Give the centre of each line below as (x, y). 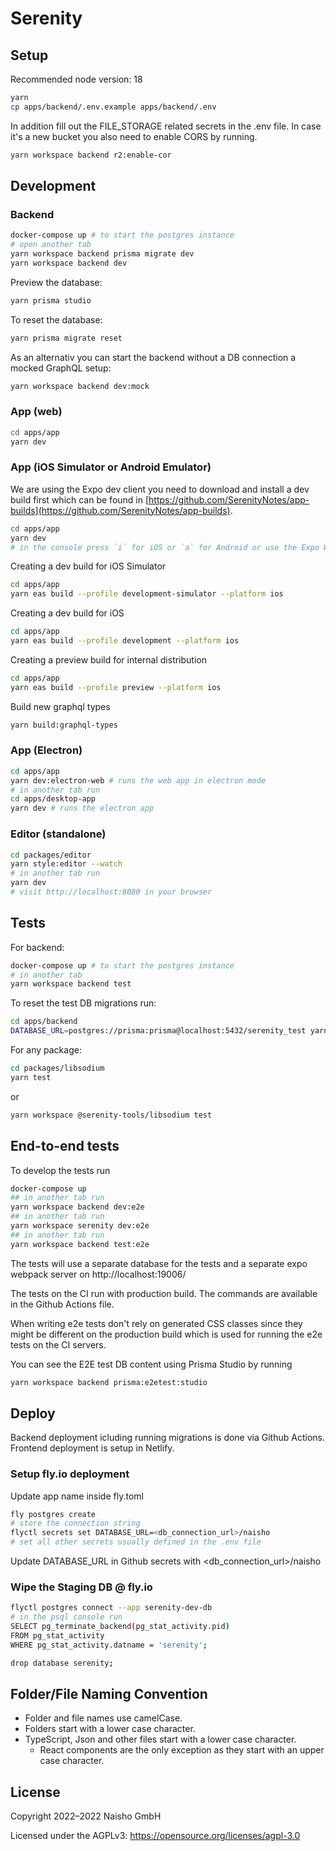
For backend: (37, 947)
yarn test (31, 1077)
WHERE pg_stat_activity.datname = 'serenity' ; (109, 1645)
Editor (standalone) (58, 834)
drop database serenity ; (62, 1663)
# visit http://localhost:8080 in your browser (111, 892)
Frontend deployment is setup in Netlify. (92, 1448)
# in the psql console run (66, 1617)
